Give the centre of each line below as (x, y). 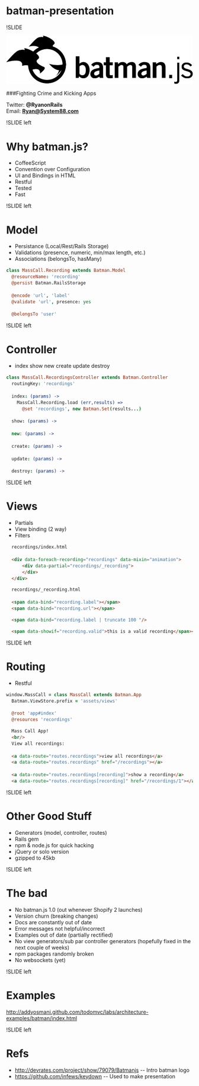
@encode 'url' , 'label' (41, 295)
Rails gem (27, 839)
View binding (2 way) (41, 529)
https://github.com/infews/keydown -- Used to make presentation (95, 1076)
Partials (24, 523)
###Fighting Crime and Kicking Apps (51, 94)
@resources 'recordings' (42, 720)
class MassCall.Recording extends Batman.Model (66, 271)
